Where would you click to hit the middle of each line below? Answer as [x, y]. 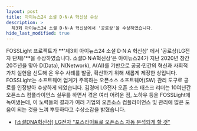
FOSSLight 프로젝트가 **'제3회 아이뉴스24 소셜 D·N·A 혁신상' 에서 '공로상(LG [96, 51]
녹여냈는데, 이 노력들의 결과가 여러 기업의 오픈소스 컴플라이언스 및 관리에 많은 [95, 102]
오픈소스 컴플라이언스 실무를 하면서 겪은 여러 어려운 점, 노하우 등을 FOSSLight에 [98, 95]
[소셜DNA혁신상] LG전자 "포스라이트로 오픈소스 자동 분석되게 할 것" [92, 122]
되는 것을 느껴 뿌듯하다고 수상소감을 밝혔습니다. [71, 110]
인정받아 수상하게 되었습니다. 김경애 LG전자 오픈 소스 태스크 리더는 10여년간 [104, 88]
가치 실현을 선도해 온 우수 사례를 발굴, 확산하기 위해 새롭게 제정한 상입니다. [92, 73]
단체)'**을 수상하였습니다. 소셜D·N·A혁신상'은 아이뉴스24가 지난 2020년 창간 [101, 58]
